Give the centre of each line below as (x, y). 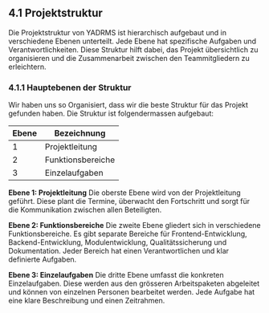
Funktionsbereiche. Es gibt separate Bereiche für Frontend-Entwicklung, (128, 234)
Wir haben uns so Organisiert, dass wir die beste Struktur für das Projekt (128, 105)
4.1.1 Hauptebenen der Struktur (70, 87)
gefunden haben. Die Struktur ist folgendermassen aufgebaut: (111, 114)
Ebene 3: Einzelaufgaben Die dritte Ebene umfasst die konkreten (116, 275)
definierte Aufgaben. (43, 259)
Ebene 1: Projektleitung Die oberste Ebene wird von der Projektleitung (124, 193)
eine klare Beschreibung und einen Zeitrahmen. (87, 301)
